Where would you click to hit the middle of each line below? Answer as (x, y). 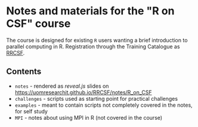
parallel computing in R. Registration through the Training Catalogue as (93, 47)
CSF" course (38, 24)
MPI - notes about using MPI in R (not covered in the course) (89, 117)
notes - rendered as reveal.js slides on (62, 86)
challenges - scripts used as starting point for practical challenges (96, 98)
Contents (24, 72)
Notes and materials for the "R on (90, 11)
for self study (31, 111)
